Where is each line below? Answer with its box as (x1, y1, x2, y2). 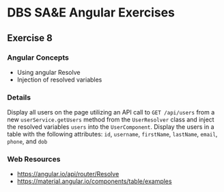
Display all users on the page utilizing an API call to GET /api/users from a (7, 108, 215, 117)
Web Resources (7, 154, 61, 164)
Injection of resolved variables (16, 75, 102, 84)
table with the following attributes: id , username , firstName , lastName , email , (7, 130, 218, 139)
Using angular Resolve (16, 68, 81, 76)
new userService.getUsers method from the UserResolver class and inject (7, 115, 214, 124)
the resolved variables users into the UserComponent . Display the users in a (7, 123, 214, 131)
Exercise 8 (7, 32, 53, 44)
